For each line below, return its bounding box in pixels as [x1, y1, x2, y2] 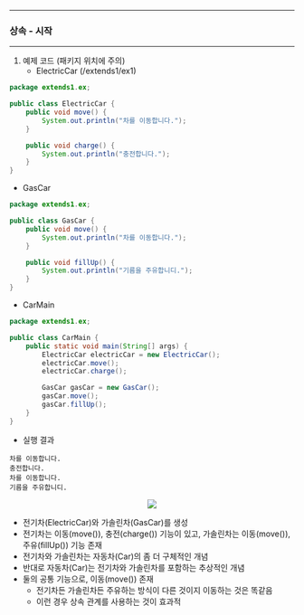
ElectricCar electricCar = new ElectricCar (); [42, 350, 221, 359]
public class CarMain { [9, 333, 100, 342]
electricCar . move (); [42, 358, 119, 367]
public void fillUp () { [25, 258, 116, 267]
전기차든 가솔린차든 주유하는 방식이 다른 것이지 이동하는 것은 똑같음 [35, 584, 273, 595]
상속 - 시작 [9, 24, 52, 37]
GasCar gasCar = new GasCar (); [42, 383, 160, 393]
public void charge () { [25, 141, 116, 150]
